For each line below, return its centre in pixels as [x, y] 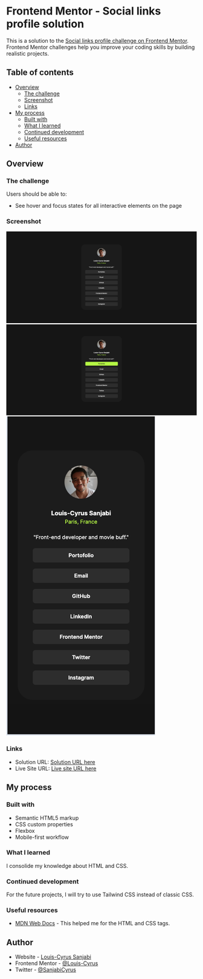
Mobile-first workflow [42, 837]
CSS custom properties [44, 824]
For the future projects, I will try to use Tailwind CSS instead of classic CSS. [100, 894]
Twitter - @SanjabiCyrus [46, 970]
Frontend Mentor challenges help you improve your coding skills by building [101, 47]
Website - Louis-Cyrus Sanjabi [53, 957]
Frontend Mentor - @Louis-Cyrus [56, 963]
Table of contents [40, 73]
